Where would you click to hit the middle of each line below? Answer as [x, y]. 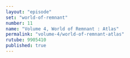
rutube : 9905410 [26, 40]
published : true [26, 46]
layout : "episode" [29, 12]
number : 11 [19, 23]
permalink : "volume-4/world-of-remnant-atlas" [65, 34]
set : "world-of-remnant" [37, 18]
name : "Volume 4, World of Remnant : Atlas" [62, 29]
